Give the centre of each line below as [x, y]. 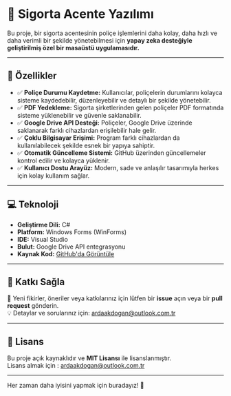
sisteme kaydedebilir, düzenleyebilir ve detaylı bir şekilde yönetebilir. [114, 100]
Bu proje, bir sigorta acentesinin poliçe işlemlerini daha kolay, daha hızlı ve [112, 33]
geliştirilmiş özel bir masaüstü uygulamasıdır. [73, 48]
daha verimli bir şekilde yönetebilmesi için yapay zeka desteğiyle [100, 40]
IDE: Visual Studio [43, 239]
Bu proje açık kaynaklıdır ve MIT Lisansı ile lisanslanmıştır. [89, 358]
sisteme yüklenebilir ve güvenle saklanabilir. [79, 115]
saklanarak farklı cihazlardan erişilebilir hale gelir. [87, 130]
